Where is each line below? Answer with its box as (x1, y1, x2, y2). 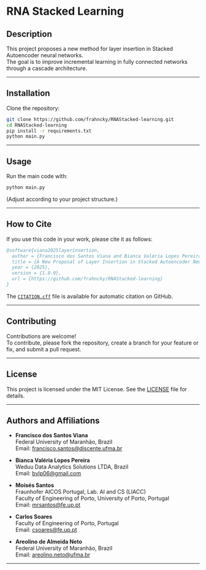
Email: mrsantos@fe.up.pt (15, 501, 81, 509)
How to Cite (6, 219, 52, 230)
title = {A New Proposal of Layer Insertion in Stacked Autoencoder (12, 259, 191, 265)
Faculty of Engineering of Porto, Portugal (15, 520, 119, 527)
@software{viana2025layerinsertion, (6, 247, 100, 253)
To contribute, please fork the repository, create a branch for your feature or (6, 339, 199, 346)
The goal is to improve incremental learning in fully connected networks (6, 58, 188, 65)
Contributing (6, 316, 56, 327)
